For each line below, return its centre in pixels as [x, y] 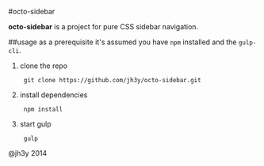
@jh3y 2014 [28, 153]
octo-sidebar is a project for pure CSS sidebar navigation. [103, 26]
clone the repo [44, 66]
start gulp [35, 124]
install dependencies [54, 95]
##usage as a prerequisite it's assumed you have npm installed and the [122, 42]
